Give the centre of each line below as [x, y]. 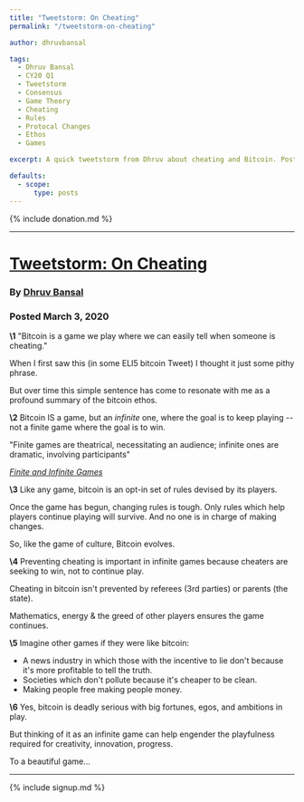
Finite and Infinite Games [56, 471]
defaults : [28, 176]
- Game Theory [44, 101]
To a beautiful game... [50, 761]
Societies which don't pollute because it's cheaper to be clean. [140, 680]
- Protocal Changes [54, 126]
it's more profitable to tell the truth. [87, 670]
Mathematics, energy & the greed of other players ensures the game [137, 615]
